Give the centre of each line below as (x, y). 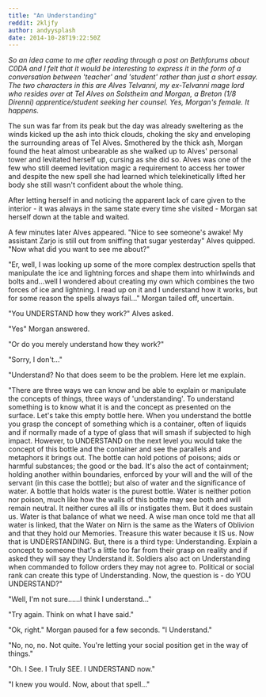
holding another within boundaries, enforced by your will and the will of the (131, 474)
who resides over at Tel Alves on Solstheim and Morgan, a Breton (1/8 (122, 94)
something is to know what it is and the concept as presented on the (120, 407)
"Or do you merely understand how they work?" (86, 345)
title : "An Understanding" (53, 15)
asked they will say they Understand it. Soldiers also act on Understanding (129, 558)
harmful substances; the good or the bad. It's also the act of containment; (129, 466)
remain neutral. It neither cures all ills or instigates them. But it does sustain (131, 508)
